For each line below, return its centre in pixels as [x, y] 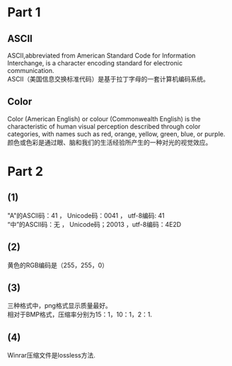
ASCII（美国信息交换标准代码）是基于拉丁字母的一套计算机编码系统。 [109, 79]
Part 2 [25, 172]
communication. [31, 71]
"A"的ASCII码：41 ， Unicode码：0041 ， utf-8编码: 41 [86, 215]
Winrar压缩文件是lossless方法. [51, 355]
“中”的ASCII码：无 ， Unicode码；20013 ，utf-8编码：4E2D [94, 224]
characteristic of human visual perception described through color [104, 126]
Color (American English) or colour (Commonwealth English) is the [104, 118]
